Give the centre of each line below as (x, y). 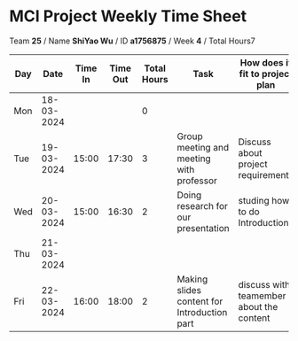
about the (258, 306)
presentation (203, 228)
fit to (249, 74)
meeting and (203, 147)
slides (189, 290)
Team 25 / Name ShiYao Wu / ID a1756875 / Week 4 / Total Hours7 (132, 41)
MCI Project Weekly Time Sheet (128, 16)
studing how (264, 200)
